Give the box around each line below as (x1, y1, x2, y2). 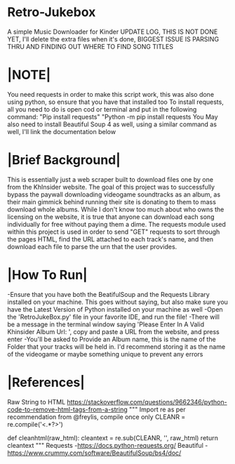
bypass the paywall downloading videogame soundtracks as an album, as (7, 190, 221, 199)
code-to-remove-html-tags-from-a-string (7, 405, 128, 413)
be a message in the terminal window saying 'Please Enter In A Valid (7, 320, 205, 329)
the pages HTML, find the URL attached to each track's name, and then (7, 234, 214, 243)
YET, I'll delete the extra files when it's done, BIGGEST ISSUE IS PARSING (7, 34, 220, 43)
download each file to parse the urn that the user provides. (7, 242, 177, 251)
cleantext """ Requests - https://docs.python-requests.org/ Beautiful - (7, 441, 208, 449)
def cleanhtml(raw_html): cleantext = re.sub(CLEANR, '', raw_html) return (7, 433, 219, 442)
